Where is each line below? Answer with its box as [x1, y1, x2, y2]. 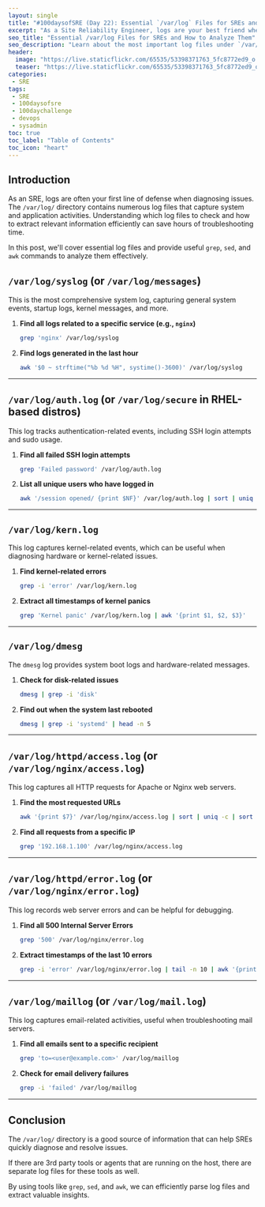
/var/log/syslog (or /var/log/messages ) [8, 274, 201, 288]
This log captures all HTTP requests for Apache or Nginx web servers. [8, 783, 237, 792]
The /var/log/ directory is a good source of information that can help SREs [8, 1134, 252, 1144]
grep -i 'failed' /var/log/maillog [19, 1084, 137, 1092]
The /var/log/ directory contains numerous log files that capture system [8, 202, 244, 212]
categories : [8, 70, 47, 78]
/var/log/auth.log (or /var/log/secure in [8, 393, 209, 407]
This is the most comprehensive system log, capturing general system [8, 295, 237, 304]
